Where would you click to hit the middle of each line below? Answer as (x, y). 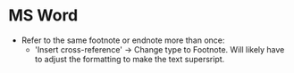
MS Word (43, 16)
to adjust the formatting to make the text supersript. (130, 59)
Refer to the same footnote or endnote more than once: (123, 40)
